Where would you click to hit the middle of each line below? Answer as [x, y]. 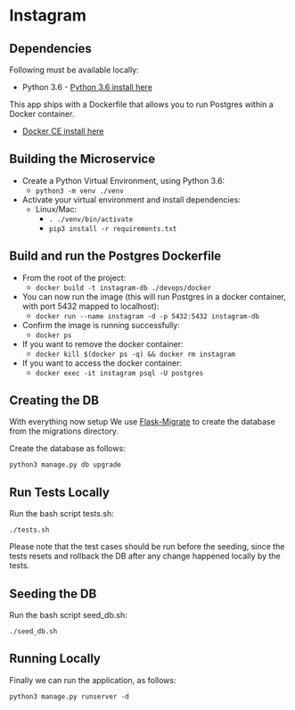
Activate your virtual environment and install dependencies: [131, 199]
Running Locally [55, 659]
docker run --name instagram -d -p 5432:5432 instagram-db [147, 316]
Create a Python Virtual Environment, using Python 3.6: [123, 180]
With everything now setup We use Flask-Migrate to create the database [143, 422]
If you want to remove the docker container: [103, 343]
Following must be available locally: [74, 70]
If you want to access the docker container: [102, 363]
